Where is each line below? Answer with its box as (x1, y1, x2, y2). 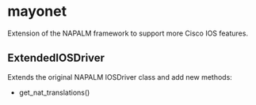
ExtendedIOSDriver (7, 51, 105, 65)
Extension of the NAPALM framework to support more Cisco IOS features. (7, 28, 249, 38)
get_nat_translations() (18, 88, 90, 97)
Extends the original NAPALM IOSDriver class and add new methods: (7, 72, 233, 81)
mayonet (7, 2, 67, 21)
